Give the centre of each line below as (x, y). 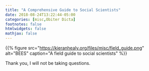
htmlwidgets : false (26, 29)
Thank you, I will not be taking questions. (48, 63)
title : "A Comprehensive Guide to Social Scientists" (63, 10)
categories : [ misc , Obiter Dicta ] (40, 19)
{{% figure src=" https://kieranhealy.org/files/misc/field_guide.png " (75, 48)
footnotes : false (23, 24)
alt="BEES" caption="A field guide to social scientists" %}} (66, 53)
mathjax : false (21, 33)
